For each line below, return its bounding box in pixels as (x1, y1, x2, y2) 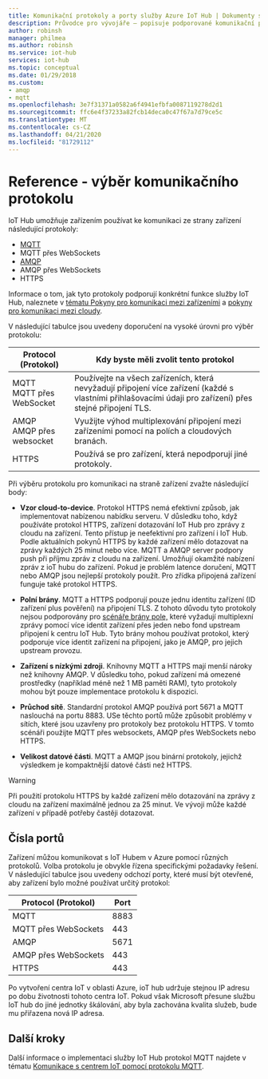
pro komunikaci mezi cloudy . (8, 306, 103, 316)
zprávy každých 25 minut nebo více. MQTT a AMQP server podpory (19, 545, 243, 555)
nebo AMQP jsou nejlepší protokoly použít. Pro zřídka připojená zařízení (19, 571, 257, 580)
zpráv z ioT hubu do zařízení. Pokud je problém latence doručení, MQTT (19, 563, 257, 572)
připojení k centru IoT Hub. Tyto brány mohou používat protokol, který (19, 629, 250, 639)
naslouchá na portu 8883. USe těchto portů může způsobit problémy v (19, 711, 253, 720)
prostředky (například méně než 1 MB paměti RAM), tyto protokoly (19, 679, 238, 688)
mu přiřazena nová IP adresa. (8, 1009, 105, 1018)
